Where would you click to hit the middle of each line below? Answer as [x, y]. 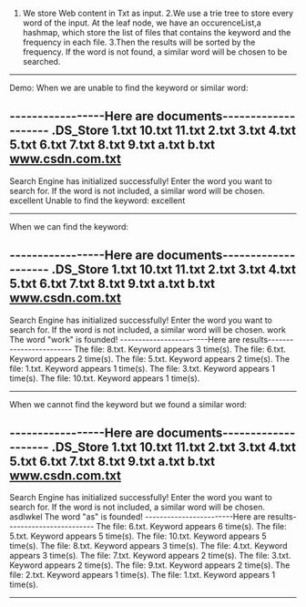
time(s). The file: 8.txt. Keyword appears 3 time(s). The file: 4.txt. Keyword [148, 546]
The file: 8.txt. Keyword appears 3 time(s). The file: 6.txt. [180, 349]
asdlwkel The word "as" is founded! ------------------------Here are [138, 517]
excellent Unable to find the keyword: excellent [97, 201]
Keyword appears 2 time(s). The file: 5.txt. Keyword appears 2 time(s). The [149, 358]
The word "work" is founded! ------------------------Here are [125, 339]
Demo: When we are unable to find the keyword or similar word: [129, 87]
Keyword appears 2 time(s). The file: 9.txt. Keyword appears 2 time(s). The [150, 565]
